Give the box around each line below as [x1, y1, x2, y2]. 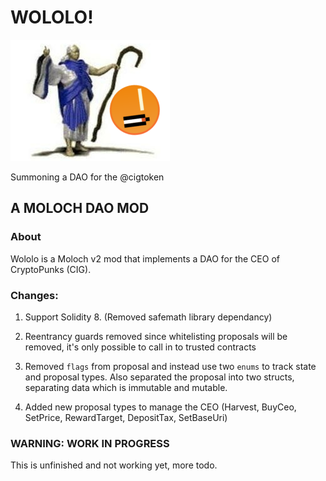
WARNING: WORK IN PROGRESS [10, 436, 170, 450]
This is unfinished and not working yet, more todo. [10, 459, 218, 471]
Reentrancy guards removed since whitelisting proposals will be [24, 330, 288, 342]
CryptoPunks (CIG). [10, 263, 92, 275]
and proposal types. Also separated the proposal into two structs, [24, 371, 295, 383]
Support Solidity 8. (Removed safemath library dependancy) [24, 311, 273, 323]
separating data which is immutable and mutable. [24, 381, 228, 393]
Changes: [10, 288, 59, 302]
